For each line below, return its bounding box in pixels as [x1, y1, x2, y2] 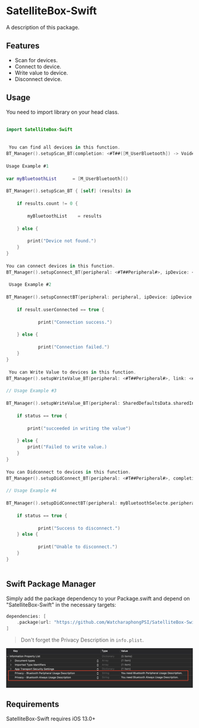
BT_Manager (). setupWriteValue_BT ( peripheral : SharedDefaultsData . [6, 401, 174, 407]
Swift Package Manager [6, 579, 96, 590]
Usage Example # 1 [6, 163, 49, 169]
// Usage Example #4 [6, 488, 57, 494]
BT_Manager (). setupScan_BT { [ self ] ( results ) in [6, 188, 131, 194]
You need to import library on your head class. [6, 108, 120, 115]
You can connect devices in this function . [6, 263, 115, 269]
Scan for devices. [14, 56, 58, 63]
